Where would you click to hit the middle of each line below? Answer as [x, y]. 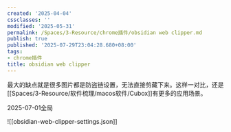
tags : [15, 52]
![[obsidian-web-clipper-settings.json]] [63, 121]
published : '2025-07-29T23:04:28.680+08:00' [72, 45]
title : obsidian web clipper [49, 64]
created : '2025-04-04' [40, 13]
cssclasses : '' [29, 20]
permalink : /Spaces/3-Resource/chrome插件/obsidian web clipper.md [105, 32]
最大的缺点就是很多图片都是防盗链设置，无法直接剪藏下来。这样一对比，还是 [115, 84]
